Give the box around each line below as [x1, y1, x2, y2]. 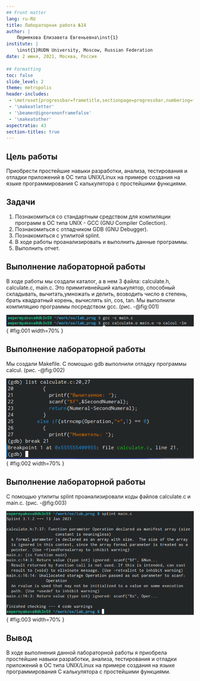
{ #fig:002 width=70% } [6, 460, 65, 467]
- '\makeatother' [8, 116, 52, 122]
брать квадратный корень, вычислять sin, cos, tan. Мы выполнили [6, 296, 175, 303]
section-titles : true [6, 128, 60, 135]
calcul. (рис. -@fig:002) [6, 366, 65, 374]
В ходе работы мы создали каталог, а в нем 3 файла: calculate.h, [6, 277, 171, 285]
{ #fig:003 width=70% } [6, 616, 65, 623]
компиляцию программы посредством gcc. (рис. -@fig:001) [6, 303, 160, 310]
